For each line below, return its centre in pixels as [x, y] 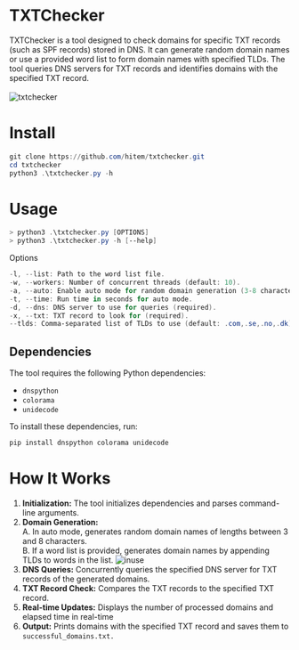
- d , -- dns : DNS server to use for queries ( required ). [113, 307]
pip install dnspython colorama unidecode [89, 443]
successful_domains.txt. [68, 636]
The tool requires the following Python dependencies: [108, 373]
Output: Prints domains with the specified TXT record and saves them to [155, 626]
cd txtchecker [36, 165]
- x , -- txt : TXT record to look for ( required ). [99, 316]
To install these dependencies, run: [73, 427]
